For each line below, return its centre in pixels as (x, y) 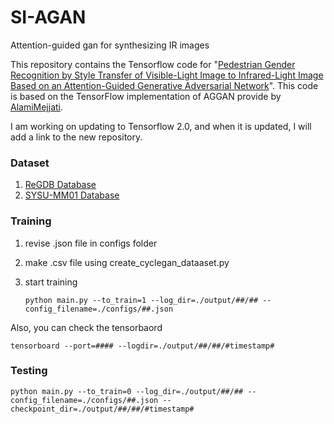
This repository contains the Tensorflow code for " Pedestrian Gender (153, 64)
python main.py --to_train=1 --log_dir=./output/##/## (141, 300)
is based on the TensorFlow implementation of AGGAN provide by (146, 96)
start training (51, 282)
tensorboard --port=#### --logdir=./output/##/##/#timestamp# (142, 346)
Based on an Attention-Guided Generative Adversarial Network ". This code (164, 85)
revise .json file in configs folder (91, 243)
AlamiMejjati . (37, 107)
